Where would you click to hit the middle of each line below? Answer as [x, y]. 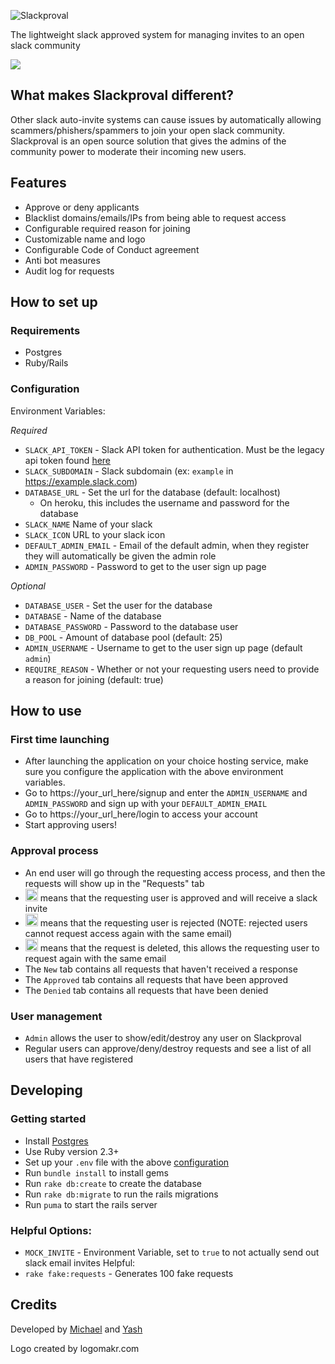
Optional [28, 586]
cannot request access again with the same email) [128, 933]
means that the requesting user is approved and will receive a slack [178, 897]
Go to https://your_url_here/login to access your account [141, 814]
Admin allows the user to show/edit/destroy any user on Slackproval [163, 1037]
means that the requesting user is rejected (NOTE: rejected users [173, 922]
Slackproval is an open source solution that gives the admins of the [148, 141]
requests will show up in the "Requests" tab [114, 883]
